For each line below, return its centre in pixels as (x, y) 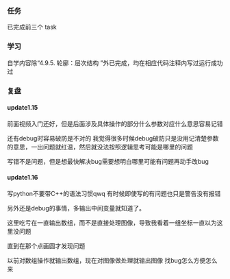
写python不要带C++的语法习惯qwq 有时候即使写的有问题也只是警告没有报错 (114, 193)
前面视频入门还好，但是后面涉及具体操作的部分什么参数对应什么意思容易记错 (115, 123)
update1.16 (23, 178)
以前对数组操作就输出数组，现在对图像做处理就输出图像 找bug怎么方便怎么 (112, 260)
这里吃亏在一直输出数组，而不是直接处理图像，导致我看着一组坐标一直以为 (112, 222)
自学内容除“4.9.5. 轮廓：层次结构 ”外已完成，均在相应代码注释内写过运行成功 (115, 62)
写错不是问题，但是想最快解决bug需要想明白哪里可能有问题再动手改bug (108, 161)
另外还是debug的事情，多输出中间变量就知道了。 (76, 208)
